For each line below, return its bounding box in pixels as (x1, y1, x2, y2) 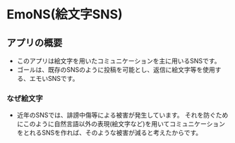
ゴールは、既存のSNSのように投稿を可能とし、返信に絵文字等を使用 (16, 66, 216, 74)
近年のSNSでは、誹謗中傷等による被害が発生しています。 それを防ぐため (16, 111, 229, 120)
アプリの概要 (6, 37, 63, 49)
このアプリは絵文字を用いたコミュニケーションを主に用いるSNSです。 (16, 57, 221, 65)
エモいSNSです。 (29, 75, 79, 82)
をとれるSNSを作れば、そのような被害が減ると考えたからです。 (16, 128, 203, 137)
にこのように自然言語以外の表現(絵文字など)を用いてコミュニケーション (16, 120, 226, 128)
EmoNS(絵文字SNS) (6, 6, 123, 23)
